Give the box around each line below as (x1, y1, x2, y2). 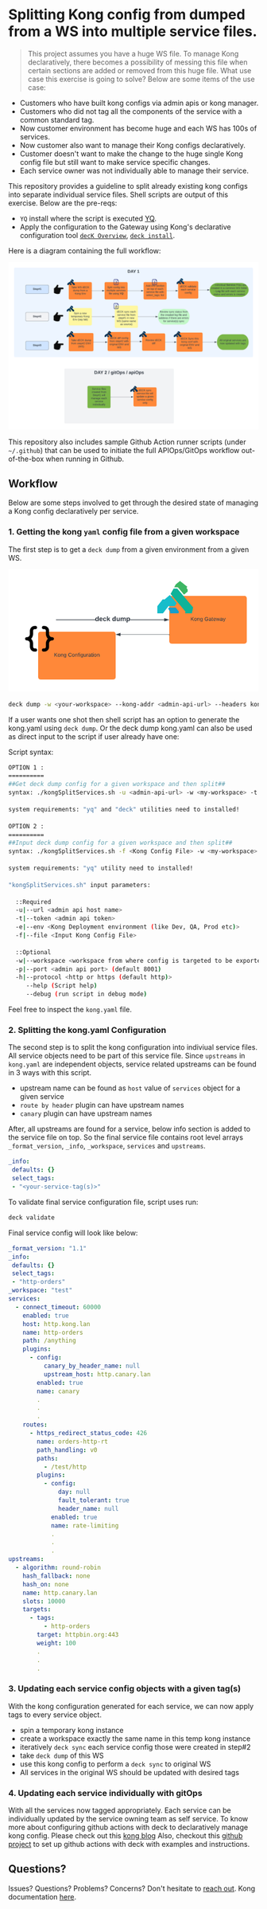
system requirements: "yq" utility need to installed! (8, 864, 194, 873)
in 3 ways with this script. (8, 1068, 92, 1078)
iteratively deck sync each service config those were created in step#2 (19, 1742, 251, 1751)
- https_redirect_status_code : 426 (29, 1430, 148, 1438)
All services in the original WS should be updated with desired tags (19, 1767, 240, 1777)
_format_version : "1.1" (8, 1244, 87, 1252)
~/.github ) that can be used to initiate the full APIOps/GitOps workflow (8, 445, 240, 455)
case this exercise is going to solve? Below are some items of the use (27, 74, 256, 84)
